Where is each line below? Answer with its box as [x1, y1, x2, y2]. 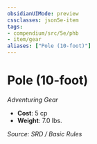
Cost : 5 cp [17, 109, 48, 117]
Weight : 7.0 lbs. [17, 116, 62, 125]
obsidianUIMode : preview [7, 10, 79, 17]
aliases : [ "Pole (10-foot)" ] [7, 42, 91, 49]
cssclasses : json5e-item [7, 17, 79, 24]
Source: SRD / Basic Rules [7, 129, 82, 138]
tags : [7, 23, 23, 30]
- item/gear [7, 36, 42, 43]
